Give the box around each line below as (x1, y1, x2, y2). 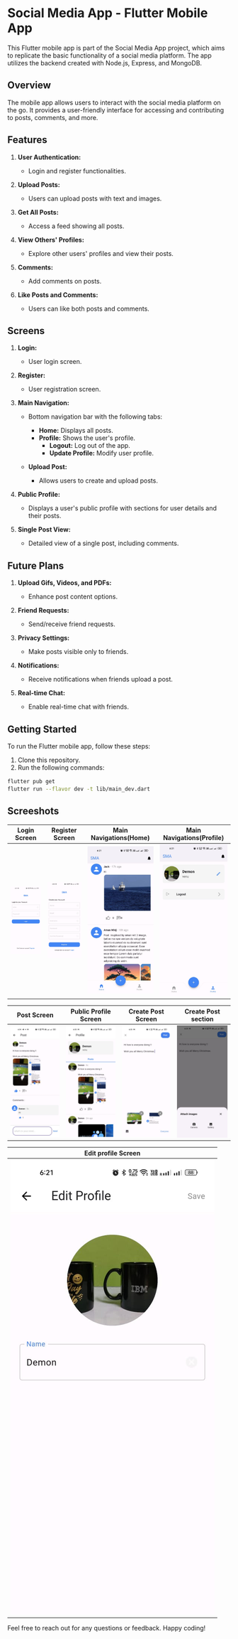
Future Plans (7, 559, 64, 571)
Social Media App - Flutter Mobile (7, 5, 208, 21)
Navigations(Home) (91, 834, 150, 842)
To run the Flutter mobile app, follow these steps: (7, 742, 151, 751)
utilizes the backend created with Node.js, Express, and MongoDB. (7, 58, 203, 67)
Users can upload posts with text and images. (28, 194, 162, 203)
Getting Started (7, 723, 77, 735)
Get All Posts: (17, 208, 59, 216)
